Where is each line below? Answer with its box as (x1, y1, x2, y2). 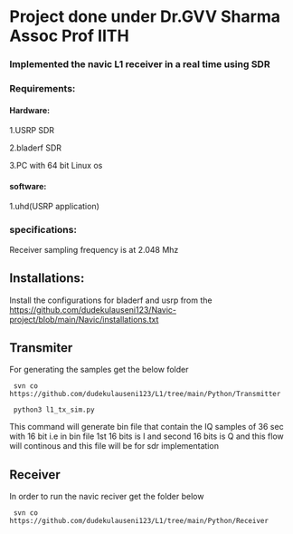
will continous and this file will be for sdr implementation (9, 441, 220, 451)
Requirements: (9, 83, 76, 95)
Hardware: (9, 104, 51, 115)
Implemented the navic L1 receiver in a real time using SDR (9, 58, 270, 71)
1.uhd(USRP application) (9, 201, 99, 212)
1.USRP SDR (9, 125, 55, 136)
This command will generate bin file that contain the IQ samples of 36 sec (9, 422, 284, 432)
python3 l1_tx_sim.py (13, 405, 95, 414)
